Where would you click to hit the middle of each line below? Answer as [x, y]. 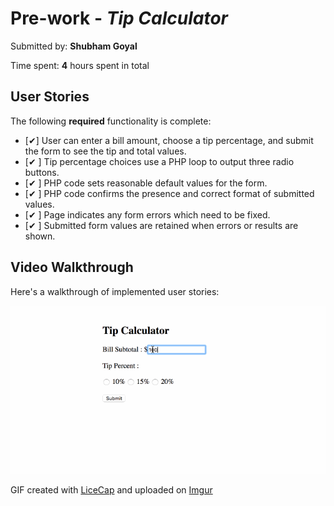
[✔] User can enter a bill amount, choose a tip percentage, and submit [169, 140]
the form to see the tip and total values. [105, 151]
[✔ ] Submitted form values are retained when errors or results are [161, 225]
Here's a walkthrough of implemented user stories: [115, 291]
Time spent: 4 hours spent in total [80, 65]
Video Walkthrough [72, 267]
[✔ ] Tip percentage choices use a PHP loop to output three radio [159, 161]
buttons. [42, 172]
